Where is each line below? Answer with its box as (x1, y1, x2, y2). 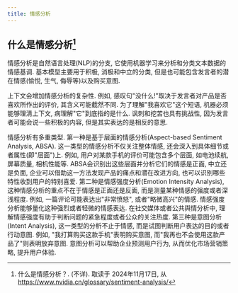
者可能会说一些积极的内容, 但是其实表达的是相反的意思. (7, 118, 169, 127)
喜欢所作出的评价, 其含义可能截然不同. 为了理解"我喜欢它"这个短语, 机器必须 (7, 100, 229, 109)
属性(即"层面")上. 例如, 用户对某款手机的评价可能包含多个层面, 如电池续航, (13, 151, 229, 159)
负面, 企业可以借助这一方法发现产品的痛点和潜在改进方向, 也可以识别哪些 (13, 168, 225, 177)
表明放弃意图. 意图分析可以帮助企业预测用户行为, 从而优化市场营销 (28, 239, 222, 248)
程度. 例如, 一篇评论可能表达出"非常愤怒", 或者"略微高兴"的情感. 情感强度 (13, 195, 225, 204)
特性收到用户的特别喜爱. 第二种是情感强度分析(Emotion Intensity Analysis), (7, 178, 225, 186)
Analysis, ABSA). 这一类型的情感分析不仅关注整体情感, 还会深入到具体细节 (7, 142, 223, 151)
